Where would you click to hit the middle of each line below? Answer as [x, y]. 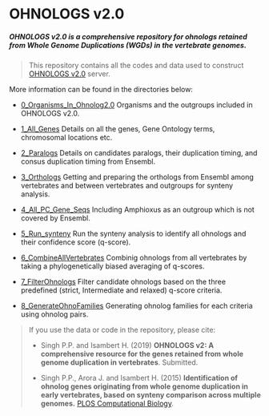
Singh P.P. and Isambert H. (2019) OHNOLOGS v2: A [127, 345]
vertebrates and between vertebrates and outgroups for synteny [127, 186]
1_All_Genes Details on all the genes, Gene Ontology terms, [118, 129]
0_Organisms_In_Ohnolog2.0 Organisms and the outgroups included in [137, 105]
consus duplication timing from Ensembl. [88, 162]
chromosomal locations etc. [66, 138]
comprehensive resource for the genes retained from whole [142, 354]
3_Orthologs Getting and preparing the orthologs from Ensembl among [137, 177]
